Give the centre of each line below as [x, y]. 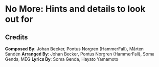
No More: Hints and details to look [75, 9]
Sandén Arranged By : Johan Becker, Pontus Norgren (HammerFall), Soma [80, 54]
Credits [17, 37]
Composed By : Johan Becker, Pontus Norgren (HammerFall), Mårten [74, 49]
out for [19, 19]
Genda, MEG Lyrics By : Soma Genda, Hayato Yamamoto [62, 59]
